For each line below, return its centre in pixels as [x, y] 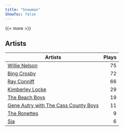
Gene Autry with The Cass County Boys [53, 105]
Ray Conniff [21, 81]
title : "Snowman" [23, 10]
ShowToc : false [21, 14]
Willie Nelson [23, 66]
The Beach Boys [26, 98]
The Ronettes [23, 113]
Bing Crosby [22, 74]
